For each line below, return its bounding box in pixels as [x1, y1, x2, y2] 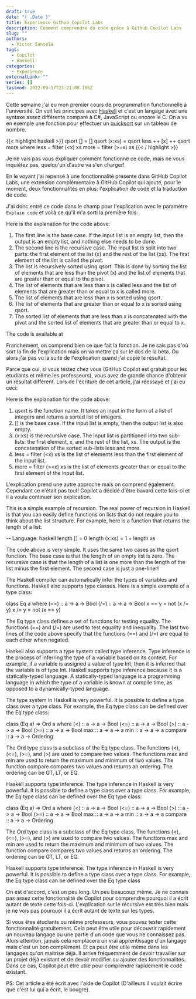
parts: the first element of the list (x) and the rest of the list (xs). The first [14, 250, 190, 257]
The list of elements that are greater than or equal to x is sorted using [14, 300, 182, 307]
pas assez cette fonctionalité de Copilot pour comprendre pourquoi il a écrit [6, 895, 189, 902]
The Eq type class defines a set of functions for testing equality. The [6, 617, 171, 625]
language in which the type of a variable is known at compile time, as [6, 679, 173, 686]
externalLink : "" [6, 74, 49, 80]
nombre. [6, 126, 26, 133]
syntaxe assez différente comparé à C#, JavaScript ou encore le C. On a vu [6, 113, 188, 120]
